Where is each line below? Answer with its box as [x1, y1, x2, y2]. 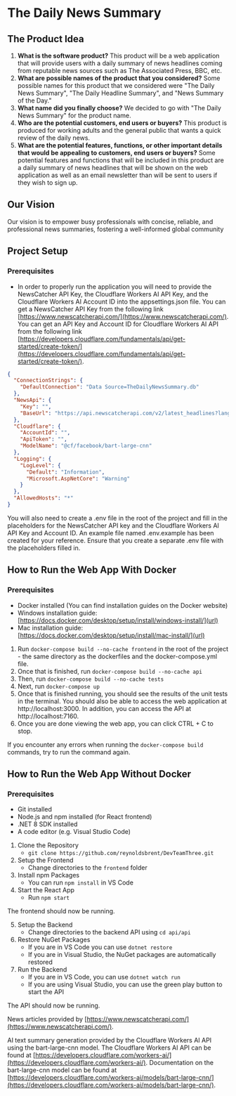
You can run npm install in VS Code [27, 878, 133, 887]
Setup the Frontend [17, 856, 74, 865]
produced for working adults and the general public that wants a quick [17, 126, 221, 134]
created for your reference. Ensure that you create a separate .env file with [7, 536, 224, 544]
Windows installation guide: [17, 608, 98, 617]
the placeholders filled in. [7, 543, 81, 552]
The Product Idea [7, 33, 84, 45]
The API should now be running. [7, 1001, 100, 1010]
